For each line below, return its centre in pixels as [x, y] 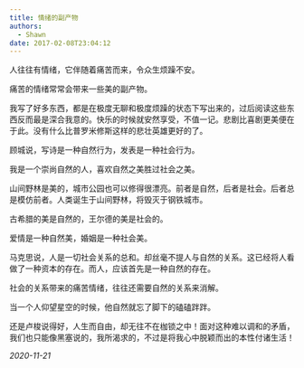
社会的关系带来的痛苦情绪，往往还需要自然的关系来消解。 [116, 288]
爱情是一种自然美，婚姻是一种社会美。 [81, 238]
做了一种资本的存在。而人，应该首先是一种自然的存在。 [112, 269]
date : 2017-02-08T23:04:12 [60, 43]
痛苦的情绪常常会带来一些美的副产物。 [81, 89]
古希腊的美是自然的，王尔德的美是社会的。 [89, 219]
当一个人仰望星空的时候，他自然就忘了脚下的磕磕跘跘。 [112, 307]
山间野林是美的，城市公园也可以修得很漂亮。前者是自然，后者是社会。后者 [148, 189]
